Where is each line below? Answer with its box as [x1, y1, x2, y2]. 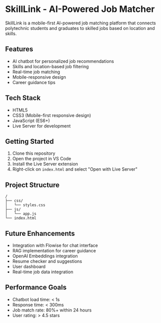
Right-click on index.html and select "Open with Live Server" [12, 166, 138, 172]
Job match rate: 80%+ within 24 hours [12, 307, 92, 313]
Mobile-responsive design [12, 74, 66, 80]
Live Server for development [12, 123, 71, 129]
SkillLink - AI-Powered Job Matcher [5, 3, 155, 15]
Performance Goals [5, 283, 67, 292]
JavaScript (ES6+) [12, 117, 50, 123]
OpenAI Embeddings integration [12, 253, 78, 259]
